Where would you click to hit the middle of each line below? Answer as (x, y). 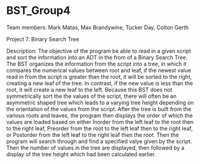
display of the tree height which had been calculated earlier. (81, 154)
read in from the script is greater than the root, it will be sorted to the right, (99, 77)
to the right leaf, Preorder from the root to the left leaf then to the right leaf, (99, 128)
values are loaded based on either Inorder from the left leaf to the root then (100, 121)
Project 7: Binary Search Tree (43, 39)
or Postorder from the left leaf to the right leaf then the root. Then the (93, 135)
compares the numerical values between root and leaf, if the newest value (99, 70)
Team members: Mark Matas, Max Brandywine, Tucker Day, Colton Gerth (98, 27)
